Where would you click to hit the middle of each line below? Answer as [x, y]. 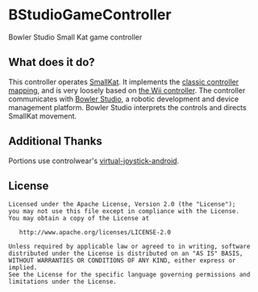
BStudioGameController [90, 15]
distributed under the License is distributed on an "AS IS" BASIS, [126, 254]
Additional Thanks [55, 141]
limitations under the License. [62, 282]
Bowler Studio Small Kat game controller [75, 37]
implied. [23, 268]
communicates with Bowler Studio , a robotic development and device [124, 99]
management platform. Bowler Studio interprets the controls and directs [128, 107]
